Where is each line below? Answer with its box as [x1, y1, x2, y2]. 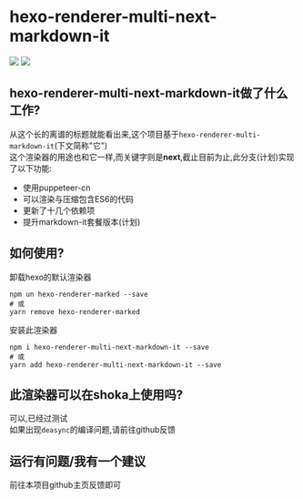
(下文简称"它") [54, 139, 108, 151]
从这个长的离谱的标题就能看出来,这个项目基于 [9, 128, 180, 139]
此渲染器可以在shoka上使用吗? [9, 387, 184, 402]
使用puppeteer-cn [22, 182, 91, 193]
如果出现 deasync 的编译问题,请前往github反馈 [9, 424, 176, 435]
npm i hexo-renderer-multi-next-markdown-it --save [9, 342, 209, 351]
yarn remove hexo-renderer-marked [9, 307, 141, 316]
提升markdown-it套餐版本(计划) [22, 216, 141, 227]
